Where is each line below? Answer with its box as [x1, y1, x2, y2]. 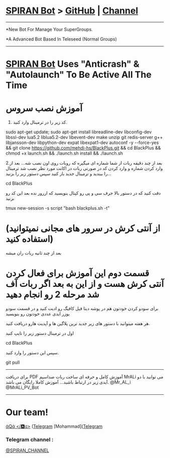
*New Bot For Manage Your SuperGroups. [6, 26, 93, 32]
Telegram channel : [6, 436, 54, 443]
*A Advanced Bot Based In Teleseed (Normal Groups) [6, 36, 117, 42]
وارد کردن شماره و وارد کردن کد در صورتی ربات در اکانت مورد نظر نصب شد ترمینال [6, 166, 163, 172]
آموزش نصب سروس [6, 103, 83, 114]
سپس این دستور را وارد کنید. [6, 349, 59, 356]
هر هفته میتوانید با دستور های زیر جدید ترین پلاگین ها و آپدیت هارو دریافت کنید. [6, 320, 150, 326]
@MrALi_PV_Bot [6, 384, 39, 390]
